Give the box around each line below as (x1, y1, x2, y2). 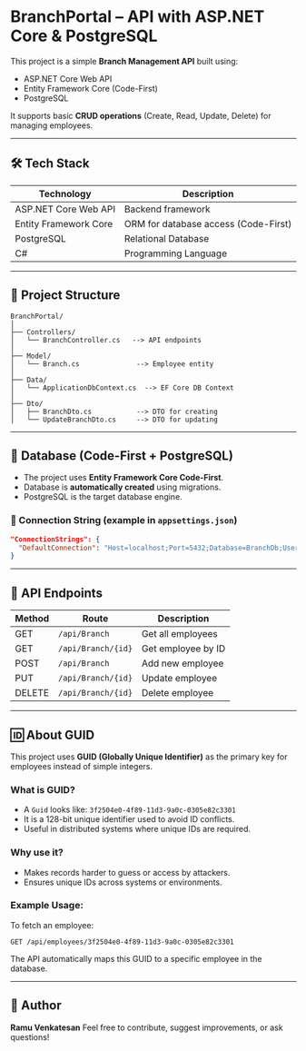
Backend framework (123, 203, 212, 215)
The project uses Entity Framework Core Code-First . (23, 472, 224, 483)
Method (15, 612, 50, 625)
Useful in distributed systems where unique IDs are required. (23, 824, 252, 835)
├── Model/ (10, 352, 52, 361)
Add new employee (141, 657, 224, 669)
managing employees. (10, 120, 94, 131)
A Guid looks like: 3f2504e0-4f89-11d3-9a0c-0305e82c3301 (23, 804, 237, 815)
